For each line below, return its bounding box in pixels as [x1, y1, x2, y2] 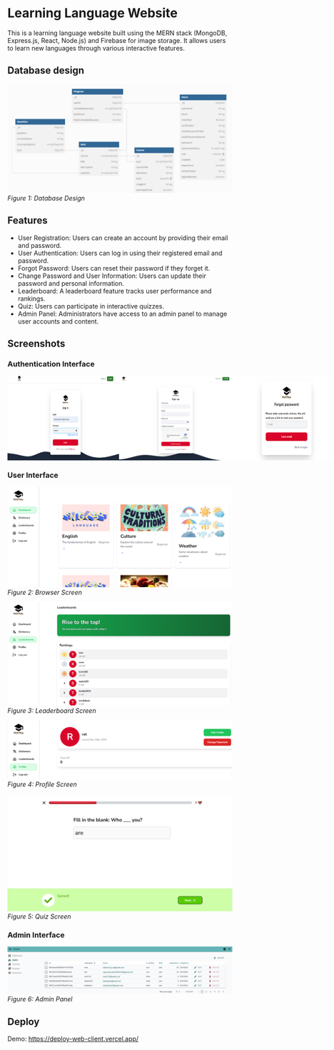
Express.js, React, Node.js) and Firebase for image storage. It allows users [7, 36, 226, 44]
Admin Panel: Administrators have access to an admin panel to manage [17, 309, 228, 318]
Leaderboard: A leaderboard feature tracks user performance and [17, 286, 212, 295]
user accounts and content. [17, 316, 99, 326]
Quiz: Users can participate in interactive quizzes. [17, 301, 164, 310]
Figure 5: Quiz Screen [7, 912, 71, 921]
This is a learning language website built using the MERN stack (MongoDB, [7, 29, 228, 37]
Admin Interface [7, 930, 65, 940]
